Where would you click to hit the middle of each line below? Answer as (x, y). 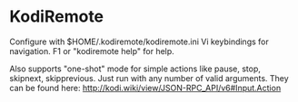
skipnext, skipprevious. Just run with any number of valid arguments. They (149, 78)
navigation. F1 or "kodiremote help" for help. (92, 51)
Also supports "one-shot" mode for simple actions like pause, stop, (135, 69)
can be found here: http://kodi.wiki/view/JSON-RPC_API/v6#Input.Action (145, 88)
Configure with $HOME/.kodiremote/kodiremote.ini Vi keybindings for (139, 42)
